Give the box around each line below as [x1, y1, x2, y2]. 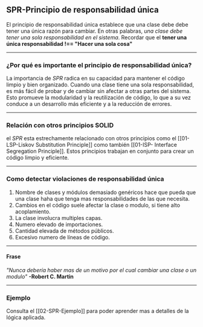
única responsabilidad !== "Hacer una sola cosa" [6, 40, 133, 47]
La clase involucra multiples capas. [14, 214, 103, 221]
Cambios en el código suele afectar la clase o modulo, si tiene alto [14, 201, 180, 209]
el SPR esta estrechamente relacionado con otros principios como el [6, 135, 176, 142]
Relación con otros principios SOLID [6, 121, 114, 129]
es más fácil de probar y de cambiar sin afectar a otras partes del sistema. [6, 88, 192, 95]
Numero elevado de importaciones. [14, 221, 103, 228]
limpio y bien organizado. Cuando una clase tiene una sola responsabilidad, [6, 81, 195, 88]
